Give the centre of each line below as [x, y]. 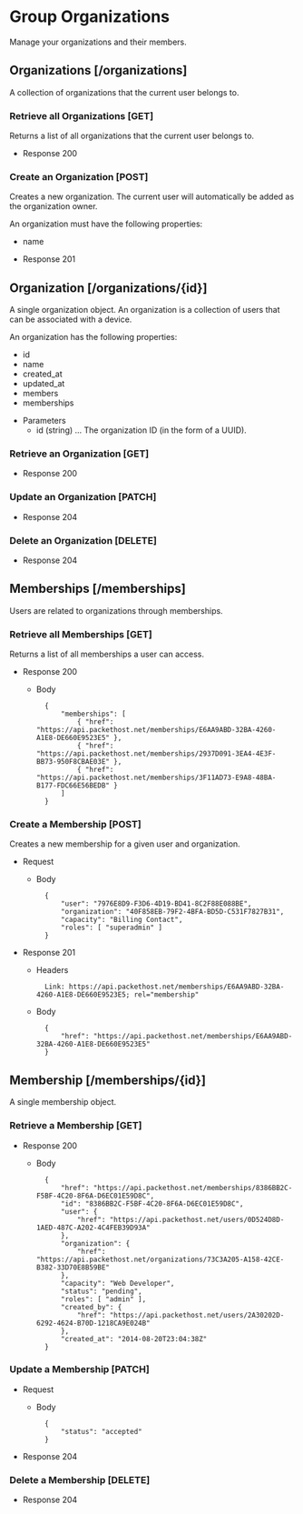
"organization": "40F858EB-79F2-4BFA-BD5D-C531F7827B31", [172, 912]
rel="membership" [166, 995]
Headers [52, 970]
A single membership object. [63, 1102]
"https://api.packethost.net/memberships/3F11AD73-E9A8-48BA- [156, 778]
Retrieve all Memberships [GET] [81, 634]
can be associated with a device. [71, 319]
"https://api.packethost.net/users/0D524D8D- [197, 1219]
